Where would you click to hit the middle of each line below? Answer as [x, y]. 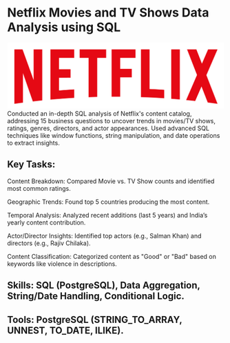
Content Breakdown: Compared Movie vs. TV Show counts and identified [111, 181]
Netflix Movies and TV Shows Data [108, 13]
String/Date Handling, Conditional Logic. [96, 297]
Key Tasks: [31, 164]
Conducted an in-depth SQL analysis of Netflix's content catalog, [100, 114]
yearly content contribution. [46, 222]
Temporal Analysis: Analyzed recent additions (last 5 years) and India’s [107, 215]
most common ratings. [39, 188]
